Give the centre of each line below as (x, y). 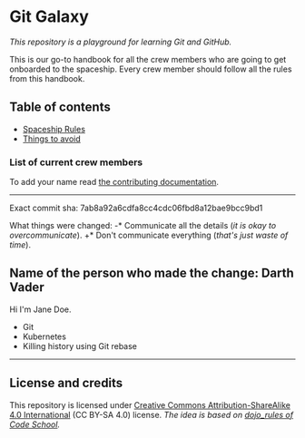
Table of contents (60, 107)
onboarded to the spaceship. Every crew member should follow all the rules (151, 69)
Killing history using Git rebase (80, 346)
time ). (20, 245)
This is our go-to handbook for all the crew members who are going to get (148, 59)
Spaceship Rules (54, 129)
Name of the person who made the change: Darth (152, 273)
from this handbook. (47, 78)
